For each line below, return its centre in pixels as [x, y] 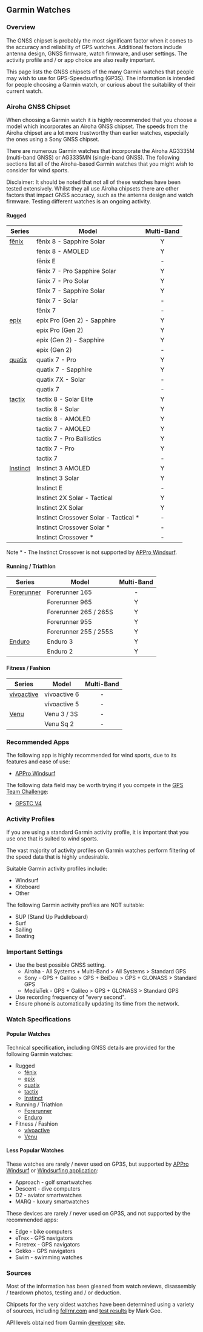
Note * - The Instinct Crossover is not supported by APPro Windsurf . [92, 552]
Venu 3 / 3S [61, 714]
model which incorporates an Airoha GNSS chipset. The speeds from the [97, 126]
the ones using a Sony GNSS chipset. [53, 139]
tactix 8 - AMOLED [63, 419]
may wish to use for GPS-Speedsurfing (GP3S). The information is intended [101, 78]
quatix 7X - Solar [61, 380]
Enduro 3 [60, 641]
